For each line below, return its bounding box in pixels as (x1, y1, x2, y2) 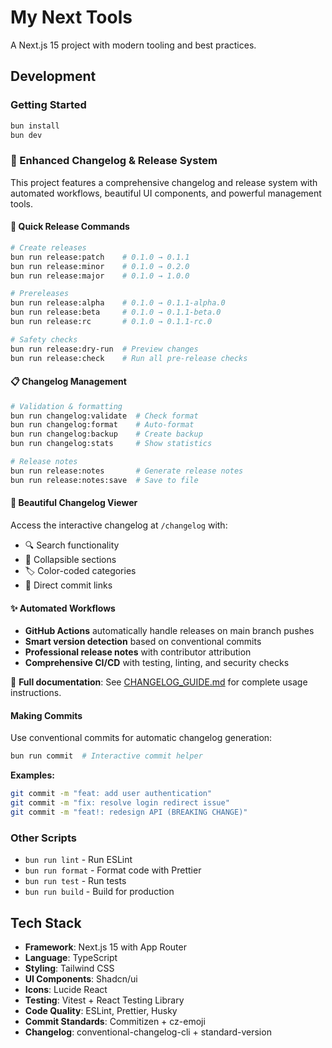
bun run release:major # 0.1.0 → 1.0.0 (10, 271, 190, 281)
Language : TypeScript (24, 951, 118, 963)
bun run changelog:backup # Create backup (10, 429, 203, 440)
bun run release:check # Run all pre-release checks (10, 353, 248, 363)
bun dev (10, 130, 43, 140)
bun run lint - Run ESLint (24, 854, 133, 866)
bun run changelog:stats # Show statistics (10, 439, 213, 449)
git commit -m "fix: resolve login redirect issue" (10, 798, 230, 808)
